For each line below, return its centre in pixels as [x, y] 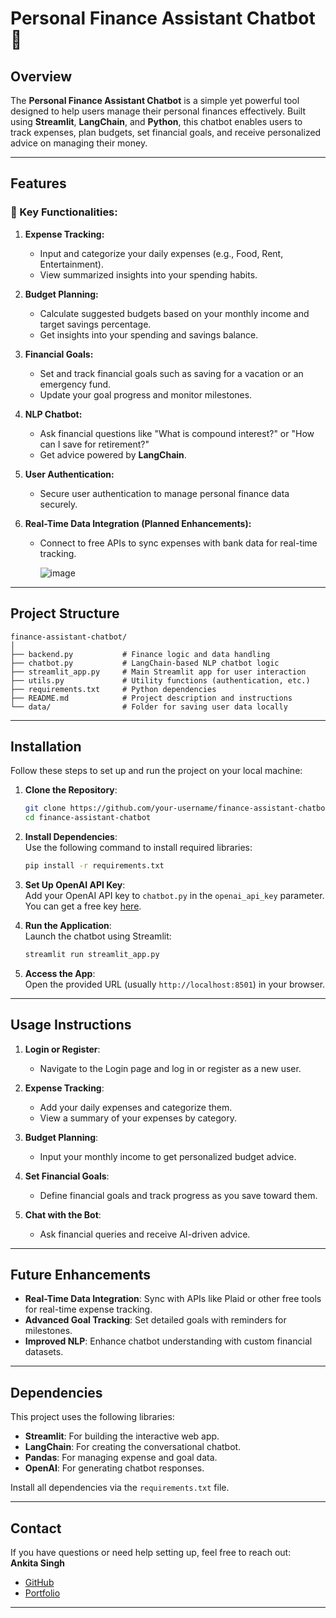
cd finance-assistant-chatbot [88, 818]
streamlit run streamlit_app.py [92, 954]
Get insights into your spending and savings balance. [149, 334]
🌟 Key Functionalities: [64, 212]
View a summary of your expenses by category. [138, 1118]
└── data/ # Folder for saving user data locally [149, 707]
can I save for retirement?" [94, 444]
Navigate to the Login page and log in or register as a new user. [170, 1068]
